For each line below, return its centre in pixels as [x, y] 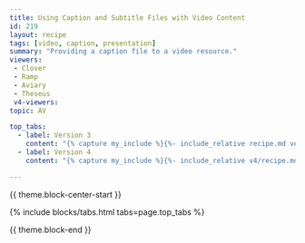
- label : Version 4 [54, 152]
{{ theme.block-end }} [51, 229]
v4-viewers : [36, 102]
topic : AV [28, 111]
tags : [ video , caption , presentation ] [83, 43]
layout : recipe [38, 34]
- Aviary [30, 85]
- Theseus [32, 93]
